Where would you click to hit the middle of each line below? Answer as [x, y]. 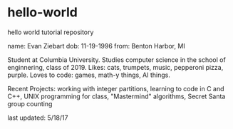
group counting [30, 103]
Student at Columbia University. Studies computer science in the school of [116, 60]
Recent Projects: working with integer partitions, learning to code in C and [116, 88]
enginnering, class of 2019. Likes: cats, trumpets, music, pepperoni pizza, [115, 67]
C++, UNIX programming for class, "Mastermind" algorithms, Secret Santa [116, 96]
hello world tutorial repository [51, 32]
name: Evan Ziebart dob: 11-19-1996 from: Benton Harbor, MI [96, 46]
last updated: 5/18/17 [38, 118]
